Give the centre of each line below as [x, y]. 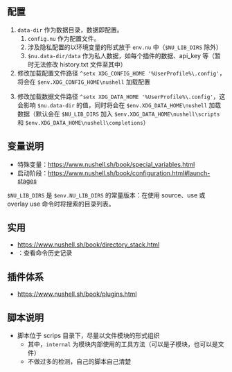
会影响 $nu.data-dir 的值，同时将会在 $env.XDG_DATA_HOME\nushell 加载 [119, 105]
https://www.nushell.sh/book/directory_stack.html [88, 245]
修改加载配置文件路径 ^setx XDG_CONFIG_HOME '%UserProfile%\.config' [118, 73]
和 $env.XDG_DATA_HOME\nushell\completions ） [83, 122]
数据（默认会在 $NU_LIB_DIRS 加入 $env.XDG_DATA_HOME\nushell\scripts [118, 114]
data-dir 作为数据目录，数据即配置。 [70, 30]
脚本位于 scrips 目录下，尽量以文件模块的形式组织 [88, 336]
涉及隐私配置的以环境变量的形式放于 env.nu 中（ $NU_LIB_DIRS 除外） [125, 47]
